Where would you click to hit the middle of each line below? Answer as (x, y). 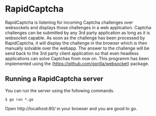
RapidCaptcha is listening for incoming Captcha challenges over (69, 22)
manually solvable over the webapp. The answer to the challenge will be (77, 48)
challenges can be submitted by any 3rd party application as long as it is (78, 33)
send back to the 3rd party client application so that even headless (72, 53)
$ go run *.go (19, 99)
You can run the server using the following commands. (60, 90)
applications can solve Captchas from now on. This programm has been (77, 58)
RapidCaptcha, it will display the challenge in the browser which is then (76, 43)
